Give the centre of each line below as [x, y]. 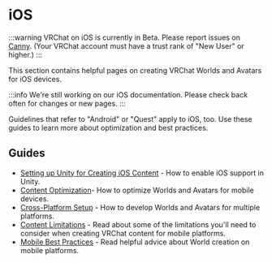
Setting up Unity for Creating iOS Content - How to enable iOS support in [142, 173]
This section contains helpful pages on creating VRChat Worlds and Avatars [135, 70]
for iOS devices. [35, 79]
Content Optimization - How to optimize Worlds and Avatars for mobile [137, 190]
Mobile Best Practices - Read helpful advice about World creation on [135, 242]
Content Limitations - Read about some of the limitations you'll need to [138, 224]
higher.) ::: [26, 54]
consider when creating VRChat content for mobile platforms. [123, 233]
